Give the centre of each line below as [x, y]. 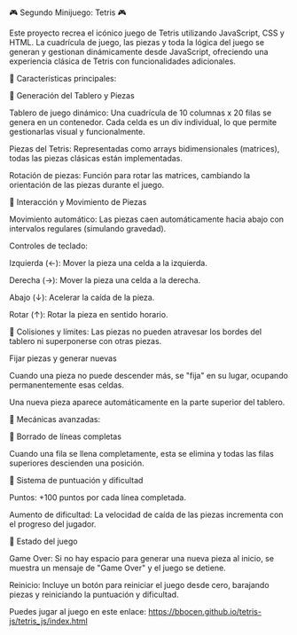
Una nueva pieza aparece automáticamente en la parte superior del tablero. [147, 402]
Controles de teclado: [49, 246]
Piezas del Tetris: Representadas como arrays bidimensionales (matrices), [145, 149]
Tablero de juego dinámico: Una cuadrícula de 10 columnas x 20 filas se [141, 113]
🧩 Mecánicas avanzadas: [55, 419]
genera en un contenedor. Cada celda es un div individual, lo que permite [143, 122]
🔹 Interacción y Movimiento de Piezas [78, 202]
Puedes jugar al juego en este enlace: [78, 611]
